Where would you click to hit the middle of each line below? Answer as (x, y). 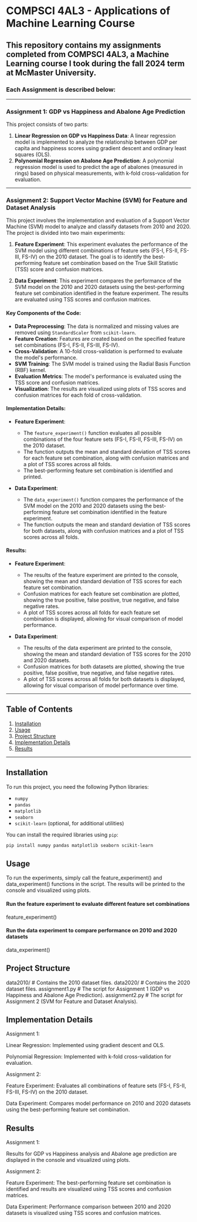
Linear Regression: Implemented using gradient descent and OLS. (86, 1045)
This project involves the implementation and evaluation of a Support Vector (98, 220)
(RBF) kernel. (30, 370)
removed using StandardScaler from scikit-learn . (75, 332)
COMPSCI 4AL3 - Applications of (88, 11)
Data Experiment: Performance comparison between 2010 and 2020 (89, 1207)
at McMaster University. (51, 73)
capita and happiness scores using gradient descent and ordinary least (100, 148)
